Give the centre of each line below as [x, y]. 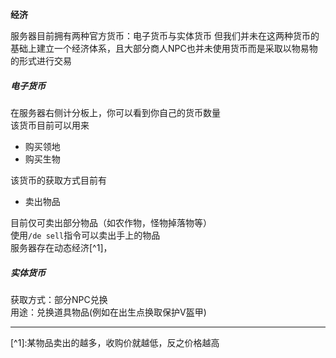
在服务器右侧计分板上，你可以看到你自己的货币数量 [115, 112]
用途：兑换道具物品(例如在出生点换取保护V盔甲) [108, 312]
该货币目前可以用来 [50, 125]
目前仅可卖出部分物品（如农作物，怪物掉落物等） [111, 222]
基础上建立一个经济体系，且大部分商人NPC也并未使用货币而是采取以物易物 [164, 48]
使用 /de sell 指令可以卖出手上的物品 [85, 235]
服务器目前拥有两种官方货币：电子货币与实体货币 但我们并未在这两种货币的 [165, 36]
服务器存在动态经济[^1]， [61, 247]
